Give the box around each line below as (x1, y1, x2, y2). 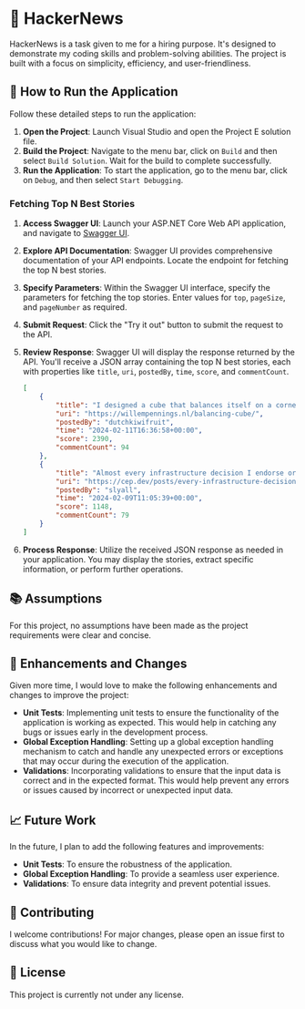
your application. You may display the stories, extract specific (22, 553, 254, 564)
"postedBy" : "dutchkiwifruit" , (56, 417, 175, 427)
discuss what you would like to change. (9, 939, 158, 950)
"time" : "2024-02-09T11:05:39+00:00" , (56, 494, 203, 503)
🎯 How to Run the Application (9, 84, 179, 99)
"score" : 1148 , (56, 502, 114, 511)
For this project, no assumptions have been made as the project (9, 620, 249, 631)
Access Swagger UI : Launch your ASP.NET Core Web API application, (22, 218, 287, 229)
